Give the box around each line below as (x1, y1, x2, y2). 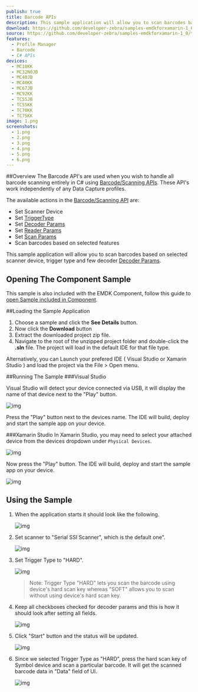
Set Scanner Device (14, 208, 63, 215)
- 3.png (11, 140, 31, 146)
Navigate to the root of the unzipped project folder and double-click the (14, 338, 189, 345)
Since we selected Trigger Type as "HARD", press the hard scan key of (14, 655, 187, 662)
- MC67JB (11, 85, 33, 91)
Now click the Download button (14, 325, 93, 332)
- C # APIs (11, 52, 35, 58)
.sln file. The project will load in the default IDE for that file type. (14, 344, 170, 351)
